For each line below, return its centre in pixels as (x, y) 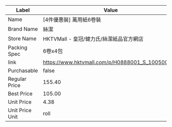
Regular (17, 79)
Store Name (22, 39)
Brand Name (23, 29)
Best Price (20, 93)
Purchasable (23, 70)
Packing (18, 47)
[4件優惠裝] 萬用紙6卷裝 (72, 20)
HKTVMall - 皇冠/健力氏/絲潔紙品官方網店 (93, 39)
